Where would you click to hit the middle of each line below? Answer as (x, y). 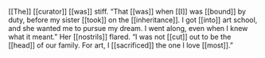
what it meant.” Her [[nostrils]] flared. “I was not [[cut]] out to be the (120, 37)
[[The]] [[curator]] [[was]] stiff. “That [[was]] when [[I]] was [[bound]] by (127, 12)
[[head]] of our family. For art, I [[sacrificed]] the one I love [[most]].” (121, 45)
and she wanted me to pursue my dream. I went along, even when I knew (128, 28)
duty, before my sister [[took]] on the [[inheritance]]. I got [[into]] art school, (133, 20)
